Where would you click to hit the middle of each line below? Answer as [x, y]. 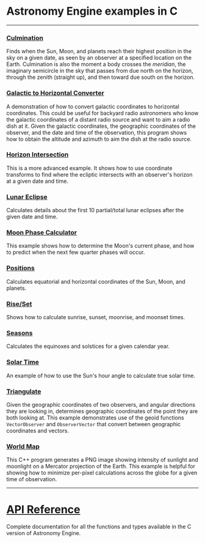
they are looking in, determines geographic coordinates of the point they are [102, 411]
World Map [23, 446]
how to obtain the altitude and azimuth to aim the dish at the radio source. [99, 139]
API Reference [43, 510]
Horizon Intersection [38, 155]
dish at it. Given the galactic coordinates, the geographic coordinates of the [101, 126]
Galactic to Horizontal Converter [56, 93]
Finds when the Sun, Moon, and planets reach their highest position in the [99, 51]
